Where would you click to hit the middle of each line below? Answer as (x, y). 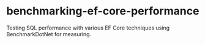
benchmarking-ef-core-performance (103, 11)
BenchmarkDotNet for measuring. (49, 34)
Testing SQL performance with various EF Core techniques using (88, 28)
